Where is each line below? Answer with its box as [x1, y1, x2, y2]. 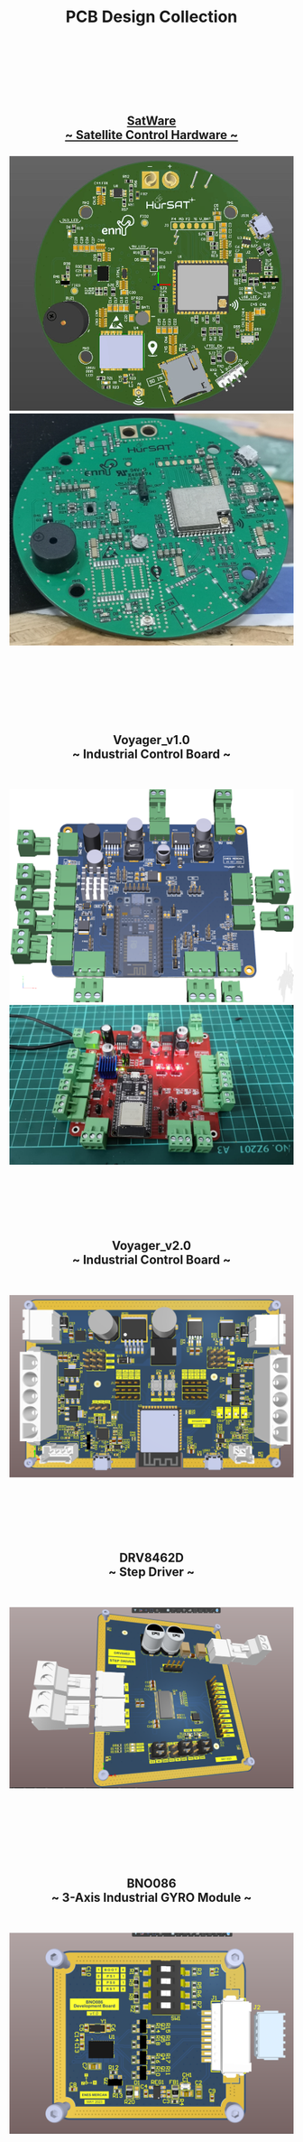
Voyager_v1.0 [112, 732, 191, 748]
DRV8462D [118, 1550, 185, 1565]
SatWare [126, 113, 177, 128]
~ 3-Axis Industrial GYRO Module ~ [50, 1889, 252, 1905]
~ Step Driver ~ [107, 1564, 196, 1579]
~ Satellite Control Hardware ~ [64, 127, 239, 143]
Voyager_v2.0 [111, 1238, 192, 1253]
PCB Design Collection [65, 6, 238, 27]
